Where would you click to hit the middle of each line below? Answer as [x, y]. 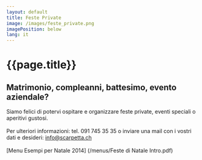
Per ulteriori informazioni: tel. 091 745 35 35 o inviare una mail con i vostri [99, 131]
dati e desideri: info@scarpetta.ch [49, 137]
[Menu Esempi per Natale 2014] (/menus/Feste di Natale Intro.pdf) [90, 151]
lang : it [17, 35]
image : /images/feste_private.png [50, 23]
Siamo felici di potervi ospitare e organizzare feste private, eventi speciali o [101, 112]
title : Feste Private [34, 18]
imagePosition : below [34, 29]
